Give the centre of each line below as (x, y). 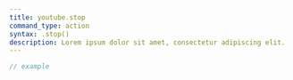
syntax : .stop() (39, 34)
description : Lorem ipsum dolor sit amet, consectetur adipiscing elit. (147, 42)
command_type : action (50, 26)
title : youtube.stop (48, 17)
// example (29, 67)
